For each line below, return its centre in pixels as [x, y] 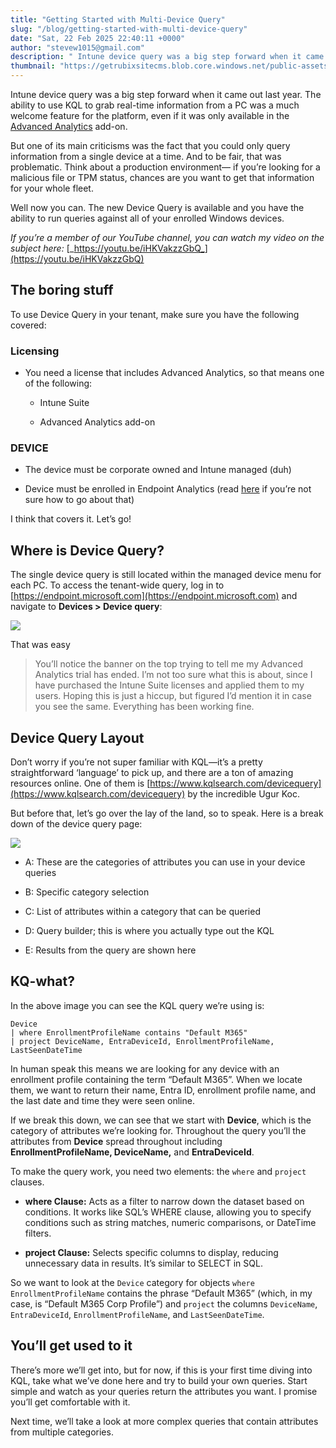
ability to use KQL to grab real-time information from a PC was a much [155, 105]
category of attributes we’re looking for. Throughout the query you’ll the [158, 1130]
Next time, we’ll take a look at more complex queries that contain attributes [164, 1421]
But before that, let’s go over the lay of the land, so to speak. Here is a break [167, 813]
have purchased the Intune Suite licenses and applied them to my [169, 685]
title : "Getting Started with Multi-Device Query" [118, 19]
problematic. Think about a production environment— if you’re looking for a [165, 167]
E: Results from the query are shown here [110, 950]
